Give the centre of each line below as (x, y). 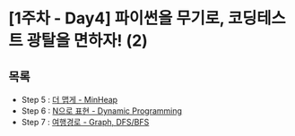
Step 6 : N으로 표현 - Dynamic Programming (102, 111)
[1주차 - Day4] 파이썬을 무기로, (117, 18)
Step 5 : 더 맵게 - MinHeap (69, 100)
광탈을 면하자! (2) (87, 41)
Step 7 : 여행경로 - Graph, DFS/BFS (85, 122)
